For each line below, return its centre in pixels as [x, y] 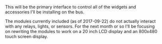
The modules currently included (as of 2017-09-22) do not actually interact [81, 21]
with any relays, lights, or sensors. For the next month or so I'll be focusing [80, 26]
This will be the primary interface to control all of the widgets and [71, 7]
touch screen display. [27, 36]
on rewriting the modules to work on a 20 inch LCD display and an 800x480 [81, 31]
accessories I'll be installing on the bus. [45, 12]
